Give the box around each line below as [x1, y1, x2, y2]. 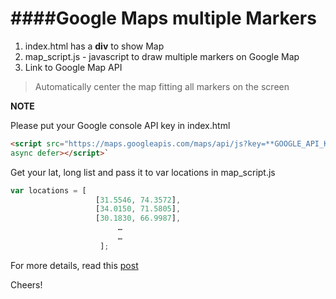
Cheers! [10, 278, 43, 291]
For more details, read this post [10, 259, 139, 271]
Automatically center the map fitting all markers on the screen [34, 80, 290, 92]
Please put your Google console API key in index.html [10, 119, 231, 131]
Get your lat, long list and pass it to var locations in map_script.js [10, 166, 276, 178]
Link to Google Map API [24, 61, 123, 73]
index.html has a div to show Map [24, 40, 165, 52]
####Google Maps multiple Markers [10, 7, 317, 30]
